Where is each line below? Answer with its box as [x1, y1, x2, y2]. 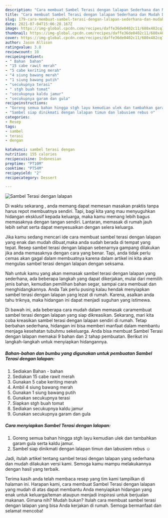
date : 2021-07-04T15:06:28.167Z [5, 21, 72, 27]
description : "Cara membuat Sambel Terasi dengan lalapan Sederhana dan [5, 7, 160, 13]
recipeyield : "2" [5, 170, 41, 176]
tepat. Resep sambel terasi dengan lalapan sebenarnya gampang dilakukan [5, 244, 160, 251]
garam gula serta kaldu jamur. [12, 440, 74, 447]
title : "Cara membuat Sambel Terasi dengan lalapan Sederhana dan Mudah [5, 12, 160, 17]
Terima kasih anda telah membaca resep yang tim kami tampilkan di [5, 476, 145, 482]
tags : [5, 124, 16, 129]
